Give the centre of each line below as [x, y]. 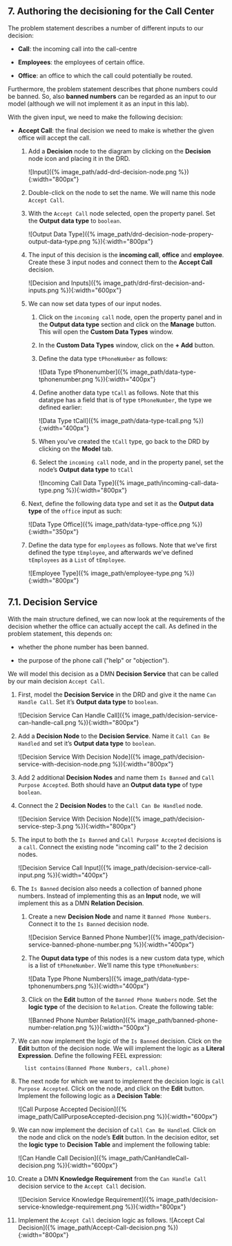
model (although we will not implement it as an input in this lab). [98, 104]
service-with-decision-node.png [64, 764]
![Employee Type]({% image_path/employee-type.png [105, 573]
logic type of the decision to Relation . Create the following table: [121, 1007]
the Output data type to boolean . [75, 220]
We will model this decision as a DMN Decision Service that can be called [113, 674]
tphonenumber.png [66, 379]
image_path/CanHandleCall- [149, 1158]
